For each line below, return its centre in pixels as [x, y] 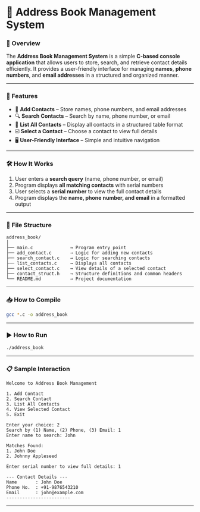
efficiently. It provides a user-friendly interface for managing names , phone [99, 69]
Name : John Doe [34, 482]
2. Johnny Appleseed [32, 456]
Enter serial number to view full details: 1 [63, 467]
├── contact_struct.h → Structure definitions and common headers [94, 274]
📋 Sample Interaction [38, 369]
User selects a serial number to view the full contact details [88, 191]
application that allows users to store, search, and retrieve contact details [97, 62]
